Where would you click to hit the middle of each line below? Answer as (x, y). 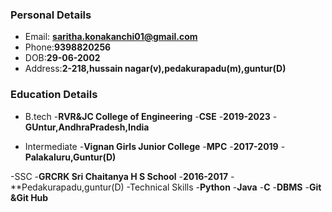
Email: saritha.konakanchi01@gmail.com (111, 37)
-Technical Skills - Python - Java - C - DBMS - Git (224, 187)
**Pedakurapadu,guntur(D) (67, 187)
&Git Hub (29, 197)
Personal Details (51, 15)
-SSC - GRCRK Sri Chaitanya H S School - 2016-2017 (119, 176)
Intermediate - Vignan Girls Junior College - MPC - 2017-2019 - (155, 146)
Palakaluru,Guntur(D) (70, 157)
